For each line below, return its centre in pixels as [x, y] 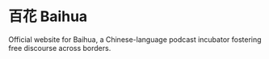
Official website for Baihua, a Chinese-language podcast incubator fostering [135, 39]
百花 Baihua [48, 17]
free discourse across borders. [60, 48]
